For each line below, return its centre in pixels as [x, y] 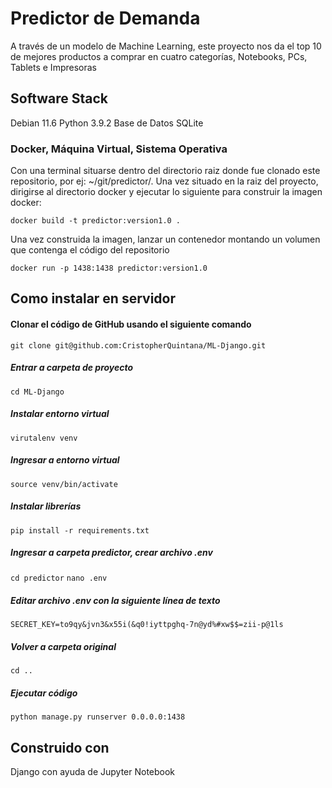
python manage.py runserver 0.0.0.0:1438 [98, 717]
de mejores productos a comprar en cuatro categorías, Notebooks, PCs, [159, 56]
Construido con [60, 747]
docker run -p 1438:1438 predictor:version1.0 [109, 268]
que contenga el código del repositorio [90, 250]
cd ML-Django [37, 392]
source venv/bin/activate [64, 484]
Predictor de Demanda [105, 18]
